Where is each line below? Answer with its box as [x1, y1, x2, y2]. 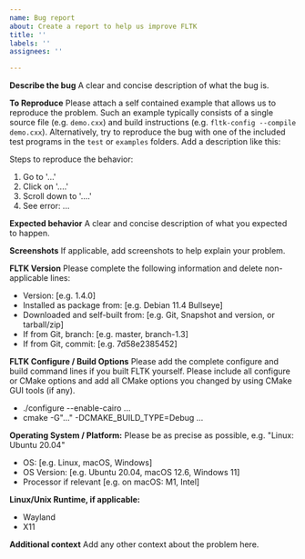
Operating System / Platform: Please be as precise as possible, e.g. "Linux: [9, 430, 294, 441]
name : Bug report [9, 13, 76, 23]
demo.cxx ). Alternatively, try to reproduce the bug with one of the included [9, 126, 286, 137]
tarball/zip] [22, 319, 64, 330]
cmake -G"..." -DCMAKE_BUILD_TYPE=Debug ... [22, 413, 204, 424]
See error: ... [22, 201, 70, 212]
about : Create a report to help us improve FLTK [9, 22, 198, 31]
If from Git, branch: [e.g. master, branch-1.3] [22, 329, 189, 340]
